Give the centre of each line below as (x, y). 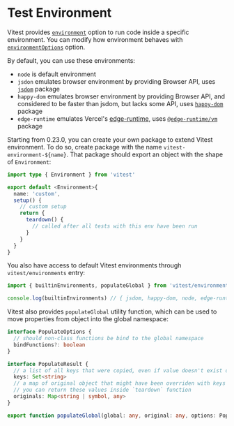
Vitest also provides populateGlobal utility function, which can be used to (112, 311)
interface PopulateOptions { (49, 332)
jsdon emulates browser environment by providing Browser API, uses (116, 81)
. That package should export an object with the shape (145, 154)
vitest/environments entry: (46, 273)
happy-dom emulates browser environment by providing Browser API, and (121, 96)
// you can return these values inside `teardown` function (102, 390)
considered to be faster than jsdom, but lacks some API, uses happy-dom (120, 103)
